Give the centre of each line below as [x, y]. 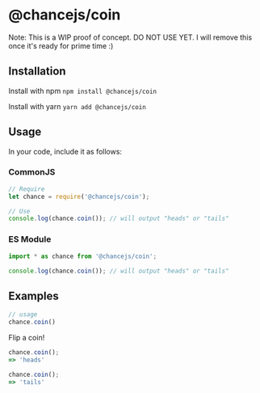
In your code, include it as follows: [65, 151]
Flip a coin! [27, 337]
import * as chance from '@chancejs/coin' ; [83, 256]
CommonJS [32, 172]
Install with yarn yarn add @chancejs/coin [78, 106]
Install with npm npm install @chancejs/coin [83, 91]
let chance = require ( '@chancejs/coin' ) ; [79, 196]
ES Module [30, 239]
